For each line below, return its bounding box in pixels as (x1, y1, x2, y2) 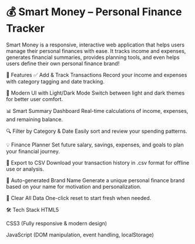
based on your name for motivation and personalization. (6, 183, 142, 190)
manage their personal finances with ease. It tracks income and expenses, (6, 47, 186, 54)
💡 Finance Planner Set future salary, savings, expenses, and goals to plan (6, 141, 184, 148)
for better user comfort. (6, 95, 63, 102)
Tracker (6, 22, 45, 35)
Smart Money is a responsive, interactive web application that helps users (6, 41, 185, 48)
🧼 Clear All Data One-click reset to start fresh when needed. (6, 194, 152, 201)
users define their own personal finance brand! (6, 60, 120, 67)
